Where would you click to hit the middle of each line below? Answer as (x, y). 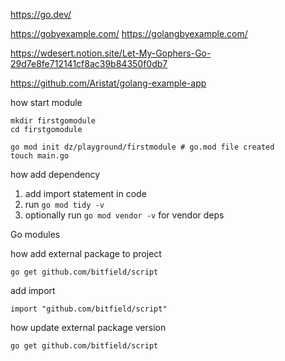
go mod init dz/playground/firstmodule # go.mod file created (142, 147)
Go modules (35, 234)
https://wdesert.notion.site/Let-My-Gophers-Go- (111, 53)
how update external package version (88, 327)
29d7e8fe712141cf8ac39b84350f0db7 (89, 63)
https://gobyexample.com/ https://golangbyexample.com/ (129, 33)
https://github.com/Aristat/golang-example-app (108, 83)
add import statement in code (85, 193)
